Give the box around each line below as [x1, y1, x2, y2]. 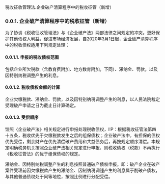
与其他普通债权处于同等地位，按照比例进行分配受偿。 [5, 173, 113, 179]
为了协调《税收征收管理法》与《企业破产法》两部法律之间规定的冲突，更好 [5, 30, 156, 36]
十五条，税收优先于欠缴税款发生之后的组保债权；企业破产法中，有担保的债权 [5, 132, 160, 138]
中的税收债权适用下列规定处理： [5, 42, 70, 48]
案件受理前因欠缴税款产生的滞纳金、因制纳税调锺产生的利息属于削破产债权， [5, 167, 160, 173]
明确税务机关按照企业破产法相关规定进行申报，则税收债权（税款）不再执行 [9, 144, 160, 151]
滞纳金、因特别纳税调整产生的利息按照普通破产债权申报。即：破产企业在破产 [5, 161, 160, 167]
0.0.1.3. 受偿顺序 [5, 114, 39, 120]
